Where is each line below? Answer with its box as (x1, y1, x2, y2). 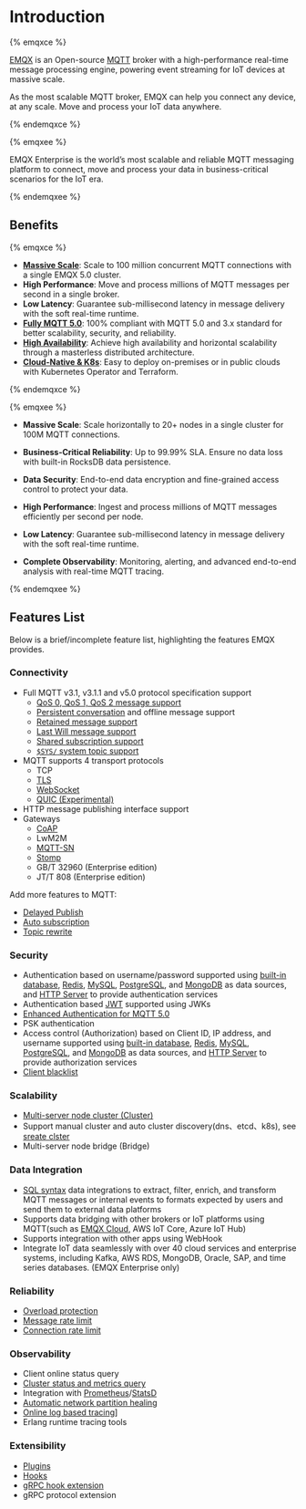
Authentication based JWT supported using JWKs (22, 999, 211, 1010)
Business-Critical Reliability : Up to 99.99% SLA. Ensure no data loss (22, 446, 284, 457)
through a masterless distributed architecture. (22, 347, 195, 358)
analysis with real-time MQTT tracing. (22, 566, 165, 577)
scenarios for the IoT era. (9, 173, 104, 184)
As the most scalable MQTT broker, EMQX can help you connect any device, (9, 91, 296, 102)
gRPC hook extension (22, 1480, 105, 1491)
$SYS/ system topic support (36, 745, 139, 756)
